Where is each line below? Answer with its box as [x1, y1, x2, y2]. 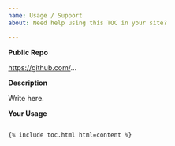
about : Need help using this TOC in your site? [8, 19, 168, 27]
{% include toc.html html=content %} [8, 131, 132, 139]
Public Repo [8, 47, 49, 57]
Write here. [8, 93, 45, 103]
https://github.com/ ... [8, 62, 77, 72]
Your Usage [8, 108, 47, 118]
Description [8, 78, 48, 88]
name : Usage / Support [8, 11, 83, 20]
